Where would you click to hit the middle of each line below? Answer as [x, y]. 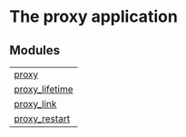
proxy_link [35, 104]
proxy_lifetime [44, 89]
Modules [35, 50]
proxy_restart [42, 118]
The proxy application [94, 17]
